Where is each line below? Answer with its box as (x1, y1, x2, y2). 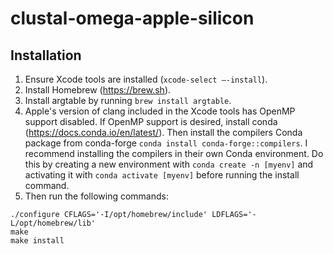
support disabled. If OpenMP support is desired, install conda (24, 116, 278, 127)
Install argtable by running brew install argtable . (24, 95, 232, 106)
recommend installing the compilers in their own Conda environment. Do (24, 148, 324, 159)
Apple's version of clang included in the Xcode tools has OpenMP (24, 105, 296, 117)
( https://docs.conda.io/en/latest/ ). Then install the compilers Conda (24, 127, 303, 138)
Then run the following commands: (24, 190, 169, 202)
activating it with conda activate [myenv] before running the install (24, 169, 300, 181)
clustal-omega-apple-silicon (10, 7, 255, 30)
